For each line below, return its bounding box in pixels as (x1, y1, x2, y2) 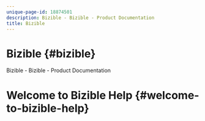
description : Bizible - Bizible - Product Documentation (6, 15, 155, 21)
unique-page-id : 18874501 (6, 9, 72, 15)
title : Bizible (6, 20, 45, 26)
